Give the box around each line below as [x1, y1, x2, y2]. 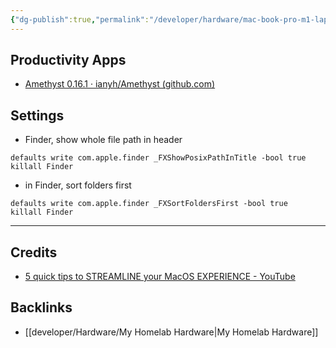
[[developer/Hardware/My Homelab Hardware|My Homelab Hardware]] [24, 326, 319, 338]
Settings [10, 107, 65, 124]
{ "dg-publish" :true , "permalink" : [10, 14, 150, 25]
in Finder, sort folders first [24, 179, 132, 191]
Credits [10, 244, 58, 261]
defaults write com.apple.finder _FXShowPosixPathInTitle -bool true [10, 153, 307, 163]
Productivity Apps [10, 52, 127, 69]
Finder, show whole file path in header [24, 134, 183, 146]
